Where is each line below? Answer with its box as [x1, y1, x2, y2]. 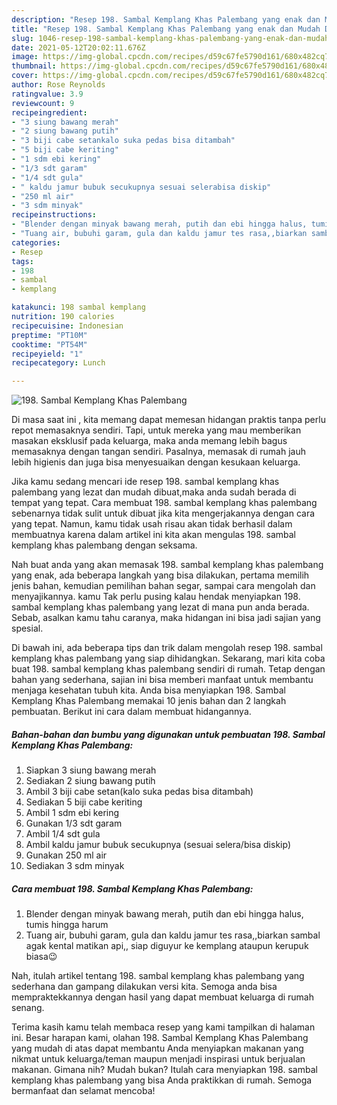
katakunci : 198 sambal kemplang [11, 302, 146, 313]
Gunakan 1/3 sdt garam [25, 817, 123, 830]
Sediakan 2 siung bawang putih [25, 775, 156, 787]
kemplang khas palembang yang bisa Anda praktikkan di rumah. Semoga [11, 1074, 313, 1086]
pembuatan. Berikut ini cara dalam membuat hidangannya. [11, 706, 252, 718]
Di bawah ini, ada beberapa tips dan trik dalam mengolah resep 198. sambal [11, 642, 323, 654]
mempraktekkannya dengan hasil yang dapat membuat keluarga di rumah [11, 991, 314, 1003]
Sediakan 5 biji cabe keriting [25, 796, 143, 808]
